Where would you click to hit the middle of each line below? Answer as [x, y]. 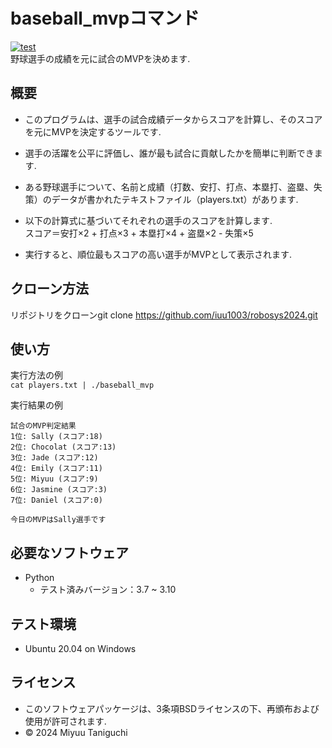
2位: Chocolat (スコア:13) [63, 447]
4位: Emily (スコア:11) [56, 469]
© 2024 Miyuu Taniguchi [76, 732]
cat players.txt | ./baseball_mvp [82, 385]
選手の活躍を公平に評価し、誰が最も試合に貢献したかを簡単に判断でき [169, 153]
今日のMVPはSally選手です [58, 520]
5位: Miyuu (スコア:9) [54, 479]
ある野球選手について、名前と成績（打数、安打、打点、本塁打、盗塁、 [169, 186]
